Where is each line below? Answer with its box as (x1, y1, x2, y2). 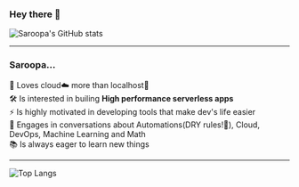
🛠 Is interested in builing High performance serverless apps (9, 93, 234, 103)
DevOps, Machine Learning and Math (9, 128, 147, 139)
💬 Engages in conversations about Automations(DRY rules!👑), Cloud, (9, 119, 261, 130)
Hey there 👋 (9, 8, 61, 20)
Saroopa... (9, 59, 56, 71)
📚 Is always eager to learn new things (9, 138, 149, 150)
